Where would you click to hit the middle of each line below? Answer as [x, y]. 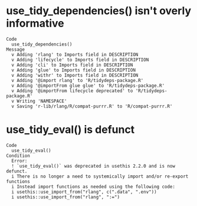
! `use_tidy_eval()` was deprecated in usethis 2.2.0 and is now [93, 166]
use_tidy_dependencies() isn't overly [99, 11]
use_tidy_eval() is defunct [70, 130]
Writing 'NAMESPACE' [42, 101]
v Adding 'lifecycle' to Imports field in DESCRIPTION [80, 60]
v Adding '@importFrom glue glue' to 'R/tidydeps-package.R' [88, 86]
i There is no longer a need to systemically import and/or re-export [100, 176]
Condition [18, 156]
